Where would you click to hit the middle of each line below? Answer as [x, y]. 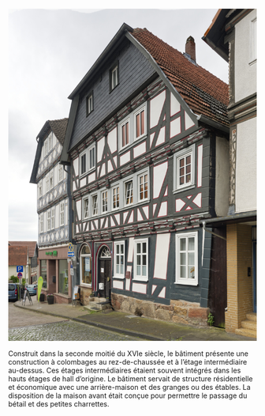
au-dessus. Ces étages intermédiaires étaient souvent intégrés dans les [125, 370]
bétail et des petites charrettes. [59, 404]
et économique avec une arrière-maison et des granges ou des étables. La [129, 387]
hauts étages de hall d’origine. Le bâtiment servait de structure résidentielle [131, 379]
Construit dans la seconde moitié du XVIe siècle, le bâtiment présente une [128, 354]
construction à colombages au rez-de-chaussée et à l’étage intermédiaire [128, 362]
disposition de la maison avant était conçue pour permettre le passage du [128, 395]
